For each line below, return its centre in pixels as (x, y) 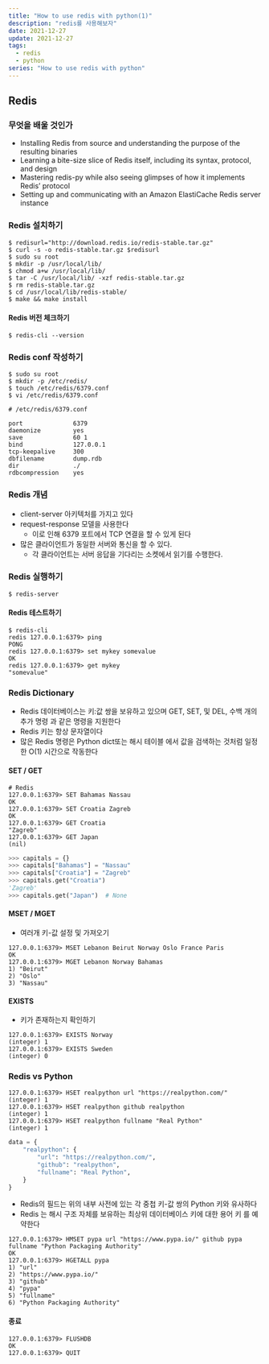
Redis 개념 (28, 494)
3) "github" (28, 1281)
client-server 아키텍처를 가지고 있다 (77, 514)
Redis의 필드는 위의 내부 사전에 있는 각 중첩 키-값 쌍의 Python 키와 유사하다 (139, 1204)
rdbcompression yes (46, 473)
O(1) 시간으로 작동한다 (63, 752)
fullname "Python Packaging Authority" (75, 1246)
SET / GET (25, 771)
